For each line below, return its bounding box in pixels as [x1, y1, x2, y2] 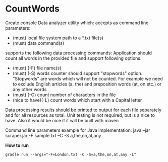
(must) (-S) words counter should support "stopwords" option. [12, 70, 143, 76]
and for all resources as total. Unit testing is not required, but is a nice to [5, 112, 155, 118]
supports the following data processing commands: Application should [5, 50, 152, 56]
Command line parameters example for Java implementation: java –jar [5, 127, 150, 133]
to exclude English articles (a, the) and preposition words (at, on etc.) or [12, 81, 162, 87]
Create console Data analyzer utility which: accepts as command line [5, 20, 149, 26]
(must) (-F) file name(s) [12, 65, 62, 71]
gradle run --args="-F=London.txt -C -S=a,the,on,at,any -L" [5, 152, 137, 157]
